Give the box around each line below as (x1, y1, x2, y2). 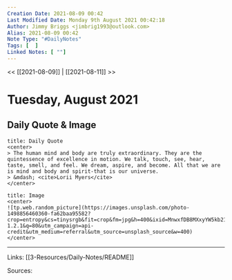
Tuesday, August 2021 (7, 92, 138, 108)
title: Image (7, 192, 45, 199)
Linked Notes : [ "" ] (7, 49, 67, 56)
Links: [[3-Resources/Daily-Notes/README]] (7, 253, 135, 261)
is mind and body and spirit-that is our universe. (7, 167, 159, 175)
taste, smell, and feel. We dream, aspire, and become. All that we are (7, 162, 221, 169)
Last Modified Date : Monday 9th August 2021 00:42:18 (7, 17, 166, 24)
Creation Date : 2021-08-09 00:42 (7, 10, 104, 17)
